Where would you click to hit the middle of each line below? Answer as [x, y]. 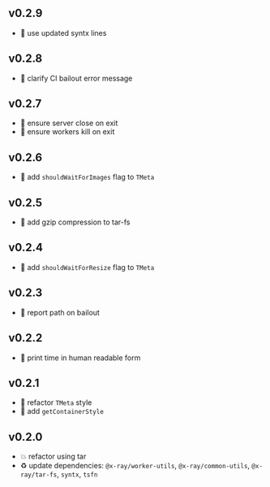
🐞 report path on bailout [60, 312]
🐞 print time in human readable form [80, 358]
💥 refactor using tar [53, 457]
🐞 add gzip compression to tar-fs [75, 222]
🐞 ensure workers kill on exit [67, 132]
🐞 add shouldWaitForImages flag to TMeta [87, 177]
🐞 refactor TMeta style [56, 402]
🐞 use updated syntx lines [63, 33]
